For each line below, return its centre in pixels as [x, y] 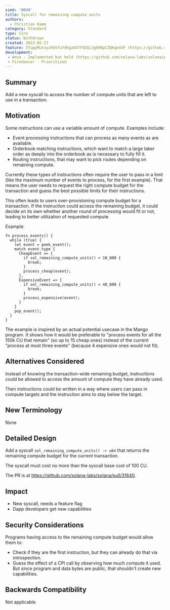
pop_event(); [28, 311]
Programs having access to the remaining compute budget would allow [79, 537]
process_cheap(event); [47, 271]
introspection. [27, 557]
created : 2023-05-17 [27, 43]
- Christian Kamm [28, 24]
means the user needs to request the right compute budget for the [74, 185]
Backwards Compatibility [46, 590]
